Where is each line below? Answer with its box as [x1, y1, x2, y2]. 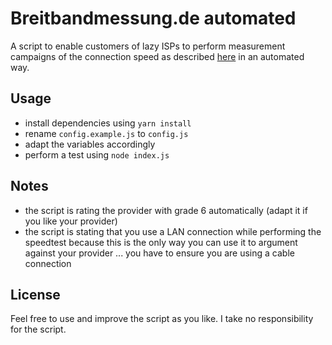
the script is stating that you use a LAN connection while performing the [24, 225, 322, 237]
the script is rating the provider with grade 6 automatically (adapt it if [24, 204, 308, 216]
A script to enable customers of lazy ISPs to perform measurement [10, 40, 286, 52]
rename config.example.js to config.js [24, 127, 189, 139]
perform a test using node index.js [24, 148, 170, 161]
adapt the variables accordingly [24, 138, 156, 150]
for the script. [10, 323, 67, 336]
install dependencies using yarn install [24, 117, 192, 129]
